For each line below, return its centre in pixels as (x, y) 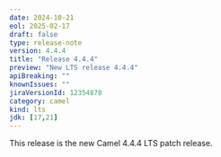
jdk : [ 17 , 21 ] (34, 118)
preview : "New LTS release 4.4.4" (74, 68)
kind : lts (28, 109)
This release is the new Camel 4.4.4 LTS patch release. (111, 144)
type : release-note (46, 43)
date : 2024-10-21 (42, 17)
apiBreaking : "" (40, 76)
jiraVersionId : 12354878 (56, 92)
